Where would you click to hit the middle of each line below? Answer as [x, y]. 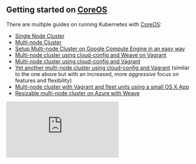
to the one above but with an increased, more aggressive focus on [97, 74]
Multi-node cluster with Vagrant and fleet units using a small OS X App [102, 87]
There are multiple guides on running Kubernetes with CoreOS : [84, 24]
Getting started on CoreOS [57, 10]
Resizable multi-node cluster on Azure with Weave [77, 93]
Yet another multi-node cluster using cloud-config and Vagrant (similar [102, 68]
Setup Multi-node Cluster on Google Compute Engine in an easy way [100, 48]
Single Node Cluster [40, 36]
